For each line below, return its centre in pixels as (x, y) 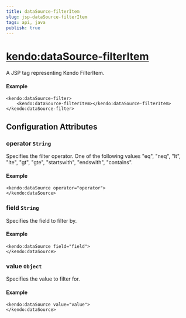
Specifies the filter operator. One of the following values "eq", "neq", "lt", (94, 156)
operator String (29, 143)
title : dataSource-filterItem (43, 11)
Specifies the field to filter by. (42, 220)
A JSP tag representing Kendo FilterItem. (55, 73)
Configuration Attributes (52, 127)
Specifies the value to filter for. (43, 279)
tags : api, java (26, 22)
